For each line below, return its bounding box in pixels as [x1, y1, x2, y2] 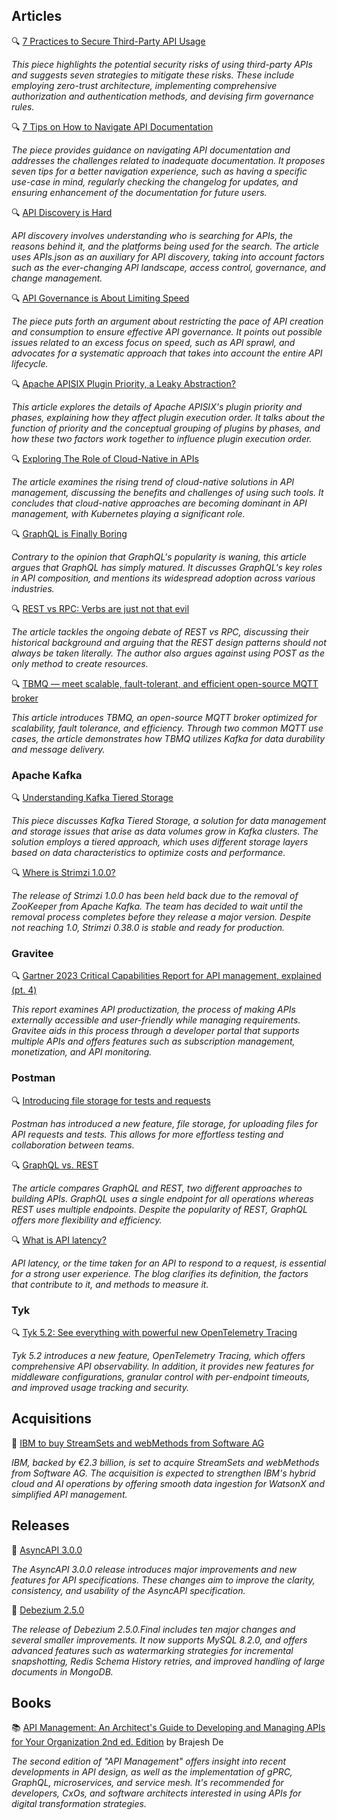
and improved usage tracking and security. [11, 1382, 190, 1393]
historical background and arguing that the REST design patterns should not [11, 636, 327, 648]
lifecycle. [11, 357, 49, 369]
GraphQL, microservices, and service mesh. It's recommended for [11, 1777, 284, 1789]
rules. [11, 100, 35, 113]
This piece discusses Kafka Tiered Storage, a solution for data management [11, 815, 327, 827]
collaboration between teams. [11, 1139, 135, 1151]
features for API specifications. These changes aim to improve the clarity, [11, 1574, 316, 1586]
